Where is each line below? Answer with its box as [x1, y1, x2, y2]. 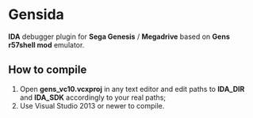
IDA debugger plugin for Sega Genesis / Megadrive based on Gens [8, 32, 230, 41]
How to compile [8, 63, 87, 77]
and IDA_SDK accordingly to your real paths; [19, 93, 167, 102]
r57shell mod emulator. [8, 40, 85, 49]
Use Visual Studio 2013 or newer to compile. [19, 101, 165, 110]
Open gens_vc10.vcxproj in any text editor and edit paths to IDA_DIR [19, 84, 245, 93]
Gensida [8, 6, 65, 24]
